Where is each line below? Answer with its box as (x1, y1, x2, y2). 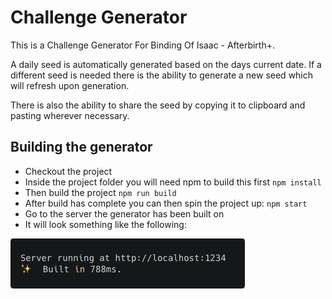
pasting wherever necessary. (10, 109, 130, 121)
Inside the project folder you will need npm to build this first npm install (24, 176, 322, 188)
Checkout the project (24, 165, 113, 177)
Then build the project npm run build (24, 186, 177, 198)
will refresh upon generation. (10, 79, 130, 91)
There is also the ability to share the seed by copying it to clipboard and (10, 99, 306, 111)
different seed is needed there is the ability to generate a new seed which (10, 69, 314, 81)
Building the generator (10, 139, 153, 156)
